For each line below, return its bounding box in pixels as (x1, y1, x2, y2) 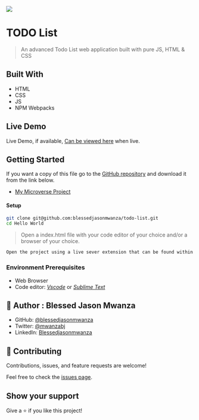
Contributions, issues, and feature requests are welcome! (6, 362, 147, 369)
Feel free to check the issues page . (6, 374, 92, 381)
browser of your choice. (20, 238, 80, 245)
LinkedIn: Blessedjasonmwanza (14, 329, 92, 336)
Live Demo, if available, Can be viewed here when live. (6, 137, 140, 144)
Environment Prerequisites (6, 263, 85, 272)
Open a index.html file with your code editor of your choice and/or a (20, 231, 188, 238)
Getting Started (6, 154, 65, 164)
